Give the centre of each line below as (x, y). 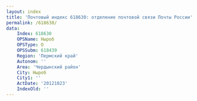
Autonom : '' (32, 61)
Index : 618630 (34, 34)
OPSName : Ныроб (36, 39)
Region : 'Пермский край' (48, 56)
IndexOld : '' (33, 89)
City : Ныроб (32, 72)
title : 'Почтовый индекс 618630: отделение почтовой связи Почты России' (100, 17)
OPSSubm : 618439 (37, 50)
